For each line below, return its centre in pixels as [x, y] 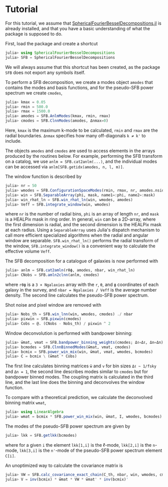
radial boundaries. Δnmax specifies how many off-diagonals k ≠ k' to [75, 136]
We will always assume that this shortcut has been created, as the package [83, 67]
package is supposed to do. [34, 34]
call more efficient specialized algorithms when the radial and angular [77, 235]
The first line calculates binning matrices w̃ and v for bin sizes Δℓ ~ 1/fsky [81, 366]
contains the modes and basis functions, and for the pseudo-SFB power [79, 87]
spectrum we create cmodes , [34, 93]
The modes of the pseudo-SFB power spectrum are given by [68, 426]
